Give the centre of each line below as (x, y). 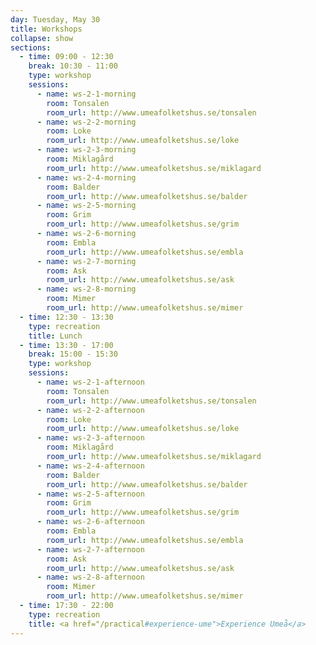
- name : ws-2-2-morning (86, 122)
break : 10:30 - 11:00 (73, 66)
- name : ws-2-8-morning (86, 289)
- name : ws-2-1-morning (86, 94)
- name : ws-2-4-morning (86, 177)
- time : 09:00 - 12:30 (66, 57)
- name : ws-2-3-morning (86, 150)
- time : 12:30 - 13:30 (66, 317)
